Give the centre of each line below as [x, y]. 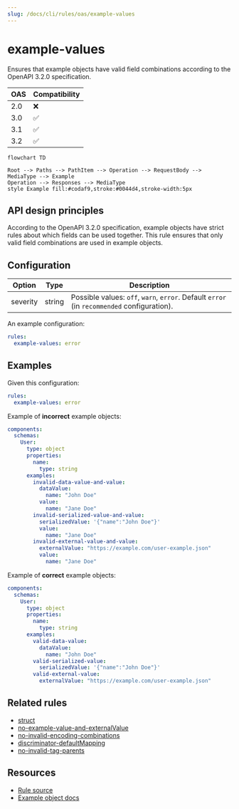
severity [25, 302]
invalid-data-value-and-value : [79, 482]
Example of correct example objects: [62, 575]
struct [26, 720]
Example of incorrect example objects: [64, 416]
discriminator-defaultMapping [61, 743]
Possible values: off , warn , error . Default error [149, 298]
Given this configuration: [43, 382]
